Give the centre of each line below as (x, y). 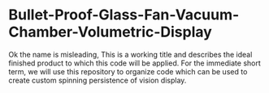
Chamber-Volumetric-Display (111, 32)
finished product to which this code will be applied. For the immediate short (135, 63)
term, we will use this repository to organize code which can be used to (128, 71)
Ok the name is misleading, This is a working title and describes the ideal (130, 54)
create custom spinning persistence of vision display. (98, 80)
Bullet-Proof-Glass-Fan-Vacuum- (124, 15)
